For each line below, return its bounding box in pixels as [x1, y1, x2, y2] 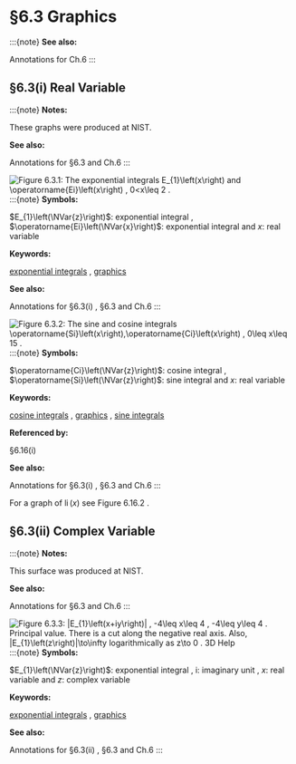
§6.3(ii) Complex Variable [9, 524, 156, 539]
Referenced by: [9, 427, 69, 438]
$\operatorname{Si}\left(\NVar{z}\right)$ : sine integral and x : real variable [9, 374, 285, 385]
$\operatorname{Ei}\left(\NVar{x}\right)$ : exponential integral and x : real [9, 220, 281, 232]
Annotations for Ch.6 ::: [9, 53, 97, 64]
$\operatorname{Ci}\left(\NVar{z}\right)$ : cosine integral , [9, 364, 227, 375]
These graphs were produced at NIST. [9, 121, 152, 132]
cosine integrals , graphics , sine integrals [9, 410, 165, 421]
